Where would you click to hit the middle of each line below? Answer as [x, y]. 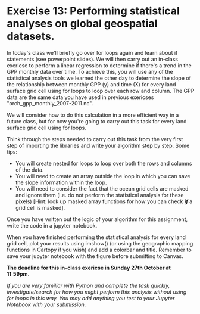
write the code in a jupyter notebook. [52, 225]
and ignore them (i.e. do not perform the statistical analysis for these [99, 195]
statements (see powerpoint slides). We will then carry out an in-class [92, 59]
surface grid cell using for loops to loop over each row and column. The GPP [101, 91]
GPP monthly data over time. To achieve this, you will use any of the [90, 71]
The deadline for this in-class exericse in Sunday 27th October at [89, 268]
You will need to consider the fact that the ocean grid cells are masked [102, 188]
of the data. [29, 170]
